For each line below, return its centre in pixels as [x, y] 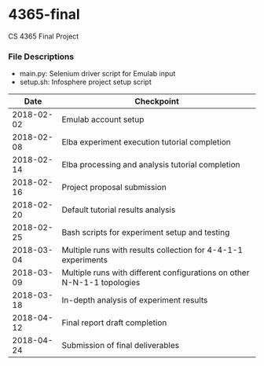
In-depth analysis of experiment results [135, 300]
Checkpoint [157, 101]
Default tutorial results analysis [119, 210]
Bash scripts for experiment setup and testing [146, 232]
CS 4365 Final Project [44, 36]
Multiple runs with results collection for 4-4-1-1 [152, 251]
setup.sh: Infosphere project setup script [85, 82]
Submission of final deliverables [120, 346]
